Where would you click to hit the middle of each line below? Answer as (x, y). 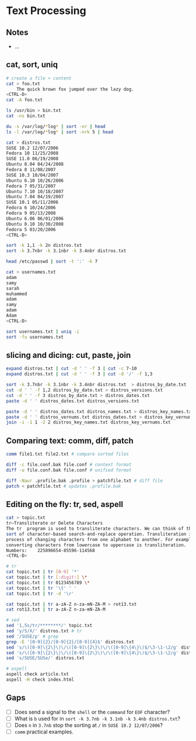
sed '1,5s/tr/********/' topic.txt (49, 626)
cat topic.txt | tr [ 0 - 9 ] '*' (43, 572)
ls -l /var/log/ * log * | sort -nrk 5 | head (60, 132)
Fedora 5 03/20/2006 (31, 229)
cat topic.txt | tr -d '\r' (40, 594)
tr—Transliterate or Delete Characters (55, 523)
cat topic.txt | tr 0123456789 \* (48, 583)
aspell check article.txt (37, 674)
